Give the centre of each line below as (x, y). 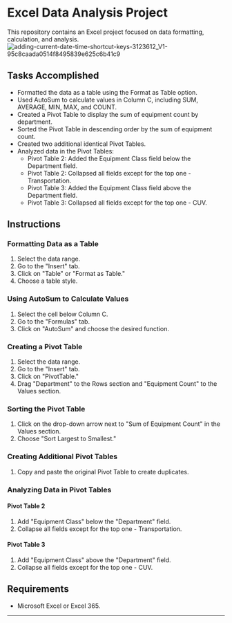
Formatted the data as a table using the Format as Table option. (107, 92)
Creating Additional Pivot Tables (62, 456)
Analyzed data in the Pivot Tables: (65, 151)
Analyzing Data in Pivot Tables (59, 490)
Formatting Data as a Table (53, 244)
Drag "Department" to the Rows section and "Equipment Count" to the (117, 384)
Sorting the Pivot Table (46, 409)
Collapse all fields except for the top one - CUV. (85, 567)
